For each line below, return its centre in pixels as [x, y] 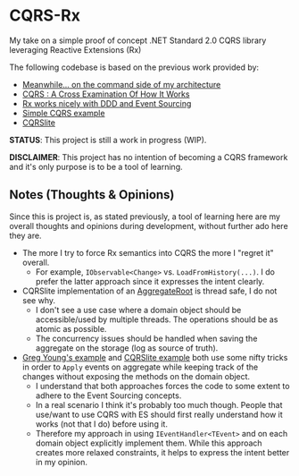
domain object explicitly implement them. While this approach [149, 443]
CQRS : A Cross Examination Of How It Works [106, 94]
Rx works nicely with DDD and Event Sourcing [107, 103]
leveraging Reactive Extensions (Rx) [75, 49]
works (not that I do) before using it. [101, 424]
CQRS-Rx [45, 16]
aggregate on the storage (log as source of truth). [127, 348]
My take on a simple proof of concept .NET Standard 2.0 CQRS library [138, 40]
